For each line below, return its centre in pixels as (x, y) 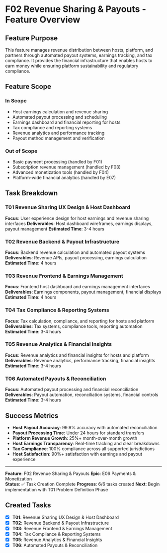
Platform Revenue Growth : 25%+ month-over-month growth (75, 438)
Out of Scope (21, 151)
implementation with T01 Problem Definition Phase (57, 489)
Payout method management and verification (58, 138)
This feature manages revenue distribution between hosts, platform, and (79, 50)
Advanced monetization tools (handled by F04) (61, 172)
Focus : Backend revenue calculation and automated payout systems (75, 252)
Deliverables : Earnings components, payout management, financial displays (83, 292)
